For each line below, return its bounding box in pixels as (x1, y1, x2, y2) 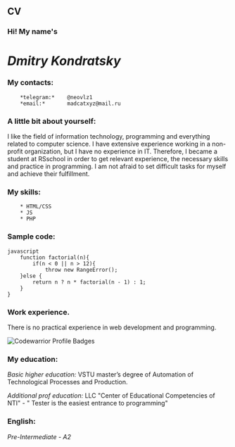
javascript (7, 248, 39, 255)
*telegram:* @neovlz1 (20, 94, 93, 101)
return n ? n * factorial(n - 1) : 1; (32, 278, 146, 286)
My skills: (7, 187, 41, 197)
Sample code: (7, 232, 56, 241)
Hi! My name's (7, 27, 58, 37)
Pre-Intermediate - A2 (7, 432, 72, 441)
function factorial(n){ (20, 253, 90, 261)
